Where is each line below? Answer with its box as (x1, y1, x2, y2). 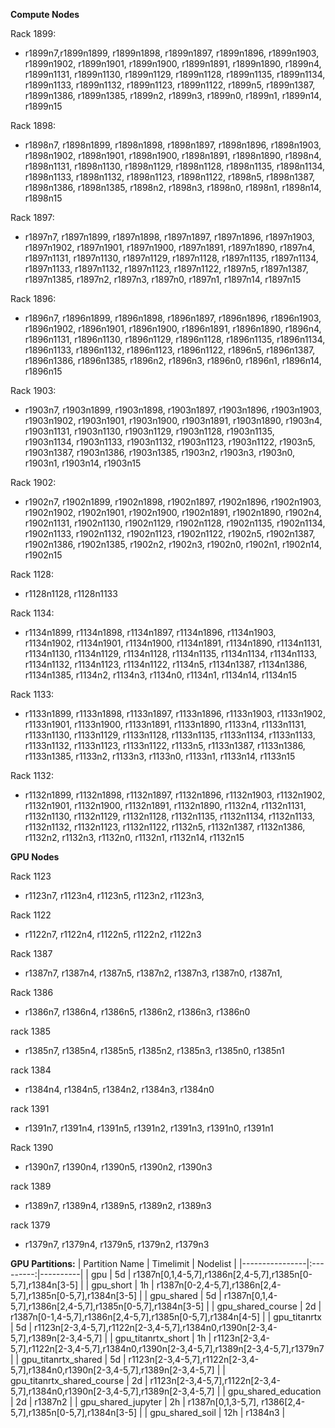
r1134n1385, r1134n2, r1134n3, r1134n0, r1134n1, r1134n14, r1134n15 (24, 669, 298, 681)
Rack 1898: (10, 120, 57, 131)
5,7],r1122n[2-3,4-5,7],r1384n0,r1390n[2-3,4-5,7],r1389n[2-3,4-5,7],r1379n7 (10, 1343, 325, 1354)
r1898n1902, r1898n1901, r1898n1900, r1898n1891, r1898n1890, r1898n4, (24, 150, 322, 161)
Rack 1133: (10, 689, 55, 700)
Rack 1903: (10, 385, 57, 396)
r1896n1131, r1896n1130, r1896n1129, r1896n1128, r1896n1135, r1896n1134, (24, 334, 326, 345)
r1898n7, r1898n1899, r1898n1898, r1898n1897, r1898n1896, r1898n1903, (24, 139, 322, 151)
